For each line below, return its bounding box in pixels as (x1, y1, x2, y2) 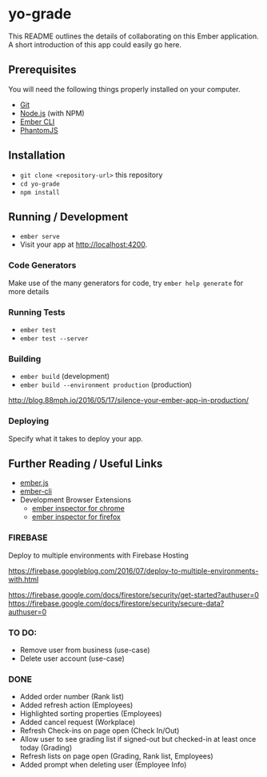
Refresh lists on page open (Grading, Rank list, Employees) (19, 751, 213, 761)
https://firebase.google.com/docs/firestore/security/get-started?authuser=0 (8, 590, 260, 599)
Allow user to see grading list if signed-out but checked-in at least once (19, 735, 257, 744)
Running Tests (8, 306, 66, 317)
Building (8, 353, 42, 364)
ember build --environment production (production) (19, 380, 193, 389)
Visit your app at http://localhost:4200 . (19, 240, 148, 249)
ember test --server (19, 334, 89, 343)
